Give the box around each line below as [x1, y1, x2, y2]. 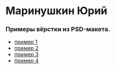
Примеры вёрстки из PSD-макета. [5, 25, 111, 34]
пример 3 [14, 51, 39, 58]
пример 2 [14, 45, 39, 52]
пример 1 [14, 38, 38, 45]
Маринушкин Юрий [5, 4, 108, 18]
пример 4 [14, 57, 39, 64]
